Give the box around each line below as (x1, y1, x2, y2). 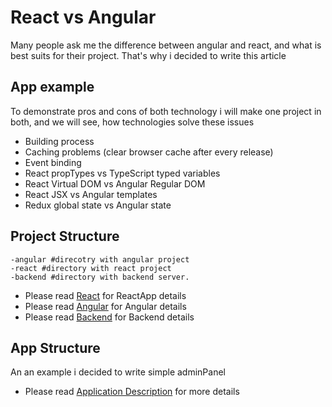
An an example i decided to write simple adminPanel (10, 366, 226, 378)
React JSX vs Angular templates (24, 188, 158, 200)
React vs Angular (10, 6, 157, 29)
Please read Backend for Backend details (24, 311, 195, 323)
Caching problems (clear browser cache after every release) (24, 146, 274, 158)
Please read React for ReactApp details (24, 289, 187, 301)
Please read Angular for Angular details (24, 300, 187, 312)
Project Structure (10, 228, 120, 245)
